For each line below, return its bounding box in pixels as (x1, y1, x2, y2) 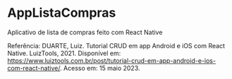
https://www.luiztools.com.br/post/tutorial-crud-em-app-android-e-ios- (7, 56, 216, 64)
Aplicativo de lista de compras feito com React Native (7, 28, 163, 36)
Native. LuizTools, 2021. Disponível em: (7, 49, 121, 57)
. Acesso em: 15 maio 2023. (59, 64, 140, 72)
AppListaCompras (7, 5, 116, 21)
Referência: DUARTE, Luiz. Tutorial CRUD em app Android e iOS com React (7, 41, 226, 50)
